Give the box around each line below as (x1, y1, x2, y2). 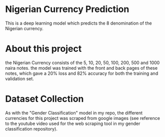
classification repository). (5, 125, 57, 131)
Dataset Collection (5, 93, 84, 105)
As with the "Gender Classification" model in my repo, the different (5, 109, 143, 116)
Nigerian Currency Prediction (5, 4, 129, 15)
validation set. (5, 75, 34, 81)
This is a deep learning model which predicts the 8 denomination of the (5, 20, 152, 26)
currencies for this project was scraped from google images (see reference (5, 115, 160, 121)
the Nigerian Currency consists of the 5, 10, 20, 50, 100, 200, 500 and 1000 (5, 59, 160, 66)
